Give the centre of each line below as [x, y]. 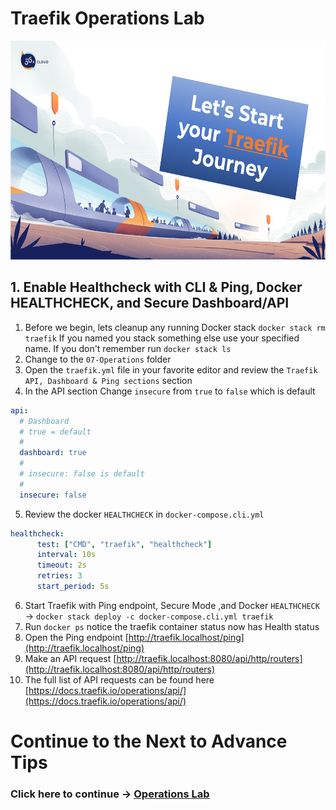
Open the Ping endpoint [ [76, 637]
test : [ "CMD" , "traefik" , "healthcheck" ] [124, 544]
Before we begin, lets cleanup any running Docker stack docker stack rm [175, 327]
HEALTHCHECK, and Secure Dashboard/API [150, 303]
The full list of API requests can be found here [119, 679]
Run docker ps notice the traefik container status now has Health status [172, 626]
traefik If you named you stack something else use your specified [162, 338]
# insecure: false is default [82, 474]
